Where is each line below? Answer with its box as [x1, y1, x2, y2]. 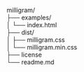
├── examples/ [6, 13, 52, 22]
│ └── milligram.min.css [6, 43, 78, 51]
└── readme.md [6, 58, 55, 66]
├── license [6, 50, 43, 59]
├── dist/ [6, 28, 34, 36]
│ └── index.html [6, 21, 57, 29]
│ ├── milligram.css [6, 36, 65, 44]
